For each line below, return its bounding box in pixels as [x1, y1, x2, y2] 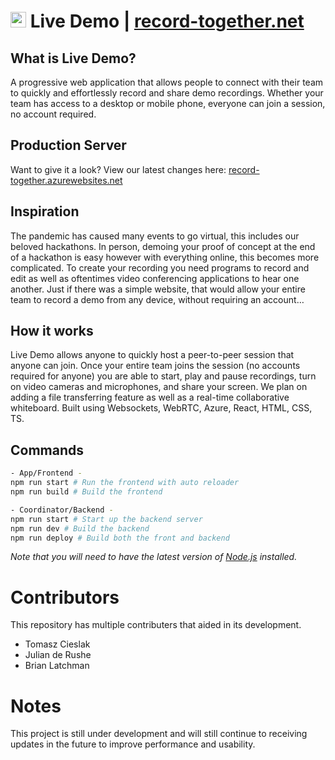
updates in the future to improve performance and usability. [10, 738, 256, 750]
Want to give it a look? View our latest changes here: [10, 163, 227, 175]
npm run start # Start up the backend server [10, 514, 203, 524]
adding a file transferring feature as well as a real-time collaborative [10, 391, 290, 404]
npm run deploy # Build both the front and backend [10, 533, 230, 543]
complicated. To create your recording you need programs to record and [10, 261, 310, 274]
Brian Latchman [24, 660, 90, 672]
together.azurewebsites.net [10, 174, 123, 186]
